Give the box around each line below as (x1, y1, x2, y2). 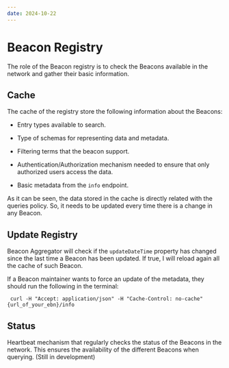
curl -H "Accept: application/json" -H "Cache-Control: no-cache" (10, 295, 204, 302)
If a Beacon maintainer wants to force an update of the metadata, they (7, 275, 205, 283)
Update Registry (7, 229, 78, 241)
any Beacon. (7, 209, 42, 217)
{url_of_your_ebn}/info (7, 302, 75, 308)
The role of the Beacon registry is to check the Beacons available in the (7, 62, 208, 71)
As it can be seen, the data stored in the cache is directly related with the (7, 195, 213, 203)
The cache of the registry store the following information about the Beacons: (7, 108, 223, 116)
